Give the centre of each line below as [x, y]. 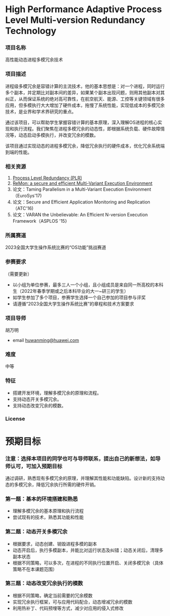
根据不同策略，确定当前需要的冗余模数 [52, 595]
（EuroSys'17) [27, 196]
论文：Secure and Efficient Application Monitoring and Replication [81, 202]
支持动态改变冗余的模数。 [39, 405]
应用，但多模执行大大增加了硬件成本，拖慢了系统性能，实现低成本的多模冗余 [85, 105]
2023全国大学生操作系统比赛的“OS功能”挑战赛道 [56, 248]
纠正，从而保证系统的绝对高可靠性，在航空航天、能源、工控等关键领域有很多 [85, 99]
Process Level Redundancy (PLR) [47, 178]
